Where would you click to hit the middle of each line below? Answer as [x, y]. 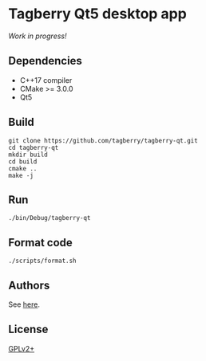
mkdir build [28, 155]
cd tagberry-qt [34, 147]
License [28, 330]
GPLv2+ [22, 348]
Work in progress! [38, 36]
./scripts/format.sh [43, 261]
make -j [21, 175]
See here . [24, 304]
